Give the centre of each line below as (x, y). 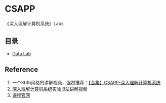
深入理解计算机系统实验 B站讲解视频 (50, 89)
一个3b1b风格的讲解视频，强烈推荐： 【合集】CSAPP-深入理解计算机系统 (86, 82)
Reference (22, 70)
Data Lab (22, 53)
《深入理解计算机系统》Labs (34, 23)
